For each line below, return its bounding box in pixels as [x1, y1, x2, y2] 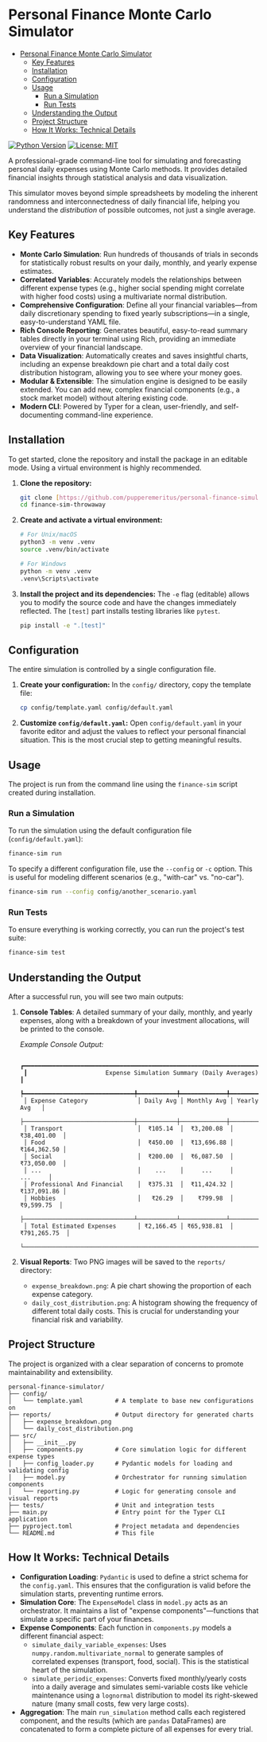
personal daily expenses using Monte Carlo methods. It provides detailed [8, 164, 248, 174]
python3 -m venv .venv [19, 538, 95, 546]
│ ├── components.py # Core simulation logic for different [8, 1445, 247, 1454]
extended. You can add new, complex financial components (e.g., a [19, 385, 240, 394]
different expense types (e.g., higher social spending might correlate [19, 283, 245, 292]
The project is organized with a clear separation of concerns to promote [8, 1359, 244, 1369]
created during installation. [8, 787, 96, 797]
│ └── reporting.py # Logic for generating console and [8, 1487, 237, 1495]
